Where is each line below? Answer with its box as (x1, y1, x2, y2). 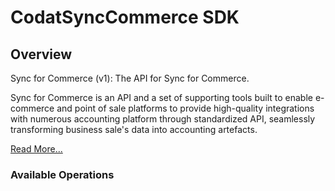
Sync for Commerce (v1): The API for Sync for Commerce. (10, 72, 250, 84)
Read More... (10, 143, 63, 155)
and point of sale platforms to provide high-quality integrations (56, 102, 315, 114)
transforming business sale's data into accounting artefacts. (10, 124, 258, 135)
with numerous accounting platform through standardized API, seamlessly (10, 113, 316, 125)
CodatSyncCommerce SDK (10, 6, 240, 29)
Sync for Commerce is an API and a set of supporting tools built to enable (10, 92, 313, 103)
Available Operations (10, 167, 115, 181)
